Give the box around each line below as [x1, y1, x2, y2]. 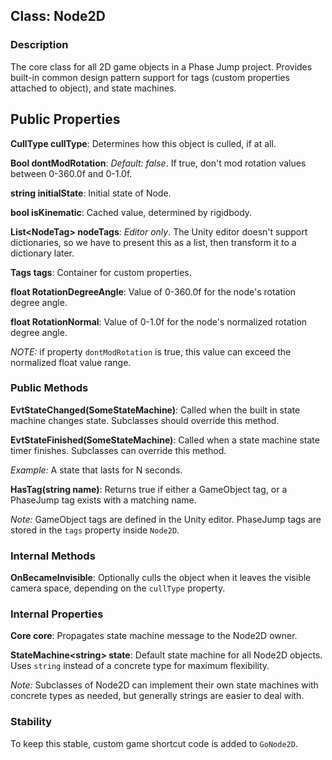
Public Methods [10, 381, 89, 395]
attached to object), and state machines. [10, 82, 177, 94]
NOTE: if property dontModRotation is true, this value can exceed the [10, 345, 292, 358]
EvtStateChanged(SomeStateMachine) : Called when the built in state [10, 404, 301, 416]
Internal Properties [10, 607, 104, 621]
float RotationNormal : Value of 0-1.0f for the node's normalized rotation [10, 315, 308, 328]
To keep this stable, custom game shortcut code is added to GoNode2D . [10, 737, 298, 749]
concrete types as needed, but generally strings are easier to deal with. [10, 690, 305, 702]
